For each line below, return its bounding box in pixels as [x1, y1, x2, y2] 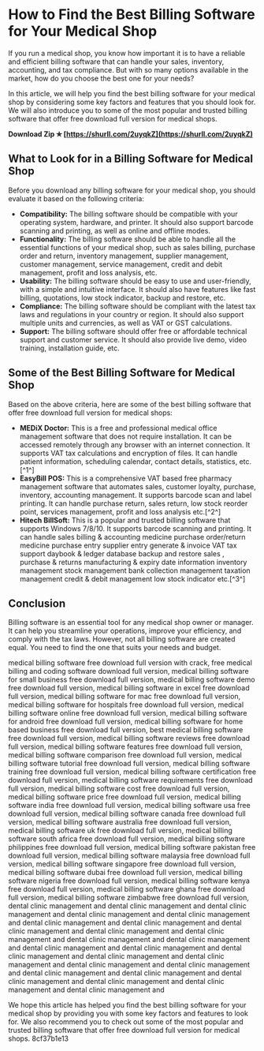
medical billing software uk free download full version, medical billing [8, 826, 232, 836]
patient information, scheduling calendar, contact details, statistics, [19, 456, 238, 466]
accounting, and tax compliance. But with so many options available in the [8, 65, 249, 74]
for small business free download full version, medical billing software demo [8, 675, 255, 684]
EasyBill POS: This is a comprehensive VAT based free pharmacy [19, 473, 232, 483]
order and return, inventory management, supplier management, [19, 251, 229, 260]
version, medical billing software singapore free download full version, [8, 859, 236, 869]
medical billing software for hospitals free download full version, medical [8, 700, 244, 709]
